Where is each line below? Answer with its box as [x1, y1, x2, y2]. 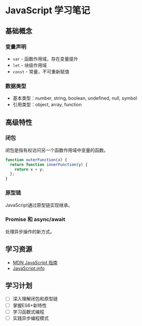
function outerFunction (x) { [5, 157, 67, 162]
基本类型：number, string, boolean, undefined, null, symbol [12, 95, 137, 101]
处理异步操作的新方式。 [5, 228, 55, 235]
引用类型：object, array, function [12, 102, 82, 108]
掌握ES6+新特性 [12, 302, 47, 308]
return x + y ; [14, 167, 44, 172]
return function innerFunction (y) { [10, 162, 88, 167]
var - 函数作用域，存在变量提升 [12, 56, 78, 62]
